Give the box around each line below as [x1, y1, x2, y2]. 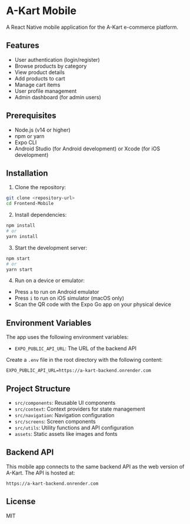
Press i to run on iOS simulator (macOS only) [14, 295, 125, 302]
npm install [6, 223, 35, 229]
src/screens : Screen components [14, 418, 96, 425]
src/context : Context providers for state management [14, 405, 145, 412]
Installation [6, 168, 48, 178]
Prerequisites [6, 110, 56, 121]
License [6, 496, 36, 506]
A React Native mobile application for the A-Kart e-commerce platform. [6, 23, 178, 31]
